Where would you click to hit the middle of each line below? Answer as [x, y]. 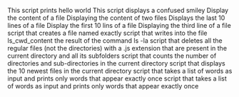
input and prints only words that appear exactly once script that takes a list [117, 78]
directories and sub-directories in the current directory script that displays [117, 63]
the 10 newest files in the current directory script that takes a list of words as [120, 71]
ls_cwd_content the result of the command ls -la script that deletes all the [115, 41]
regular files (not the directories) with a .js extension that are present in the [117, 48]
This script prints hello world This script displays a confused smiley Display [118, 10]
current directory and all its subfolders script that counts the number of [112, 56]
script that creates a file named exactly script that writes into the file [107, 33]
